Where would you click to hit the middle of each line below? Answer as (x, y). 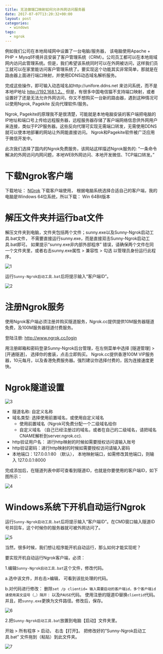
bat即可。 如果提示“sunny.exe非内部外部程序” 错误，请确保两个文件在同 (82, 244)
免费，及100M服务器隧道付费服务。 (41, 327)
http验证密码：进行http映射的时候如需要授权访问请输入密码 (71, 448)
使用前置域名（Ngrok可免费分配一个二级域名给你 (68, 424)
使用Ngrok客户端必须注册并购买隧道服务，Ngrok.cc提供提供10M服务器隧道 (80, 321)
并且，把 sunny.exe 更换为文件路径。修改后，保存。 (55, 601)
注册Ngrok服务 (35, 307)
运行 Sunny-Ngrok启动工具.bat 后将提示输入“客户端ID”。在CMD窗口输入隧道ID (80, 522)
